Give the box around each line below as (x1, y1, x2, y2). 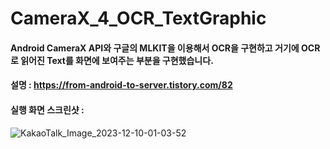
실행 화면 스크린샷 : (10, 103, 85, 116)
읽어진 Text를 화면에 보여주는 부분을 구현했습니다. (20, 54, 214, 66)
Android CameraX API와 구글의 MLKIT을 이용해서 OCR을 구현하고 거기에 (10, 42, 300, 54)
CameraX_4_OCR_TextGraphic (10, 7, 267, 30)
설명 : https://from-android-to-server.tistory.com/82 (10, 79, 233, 91)
